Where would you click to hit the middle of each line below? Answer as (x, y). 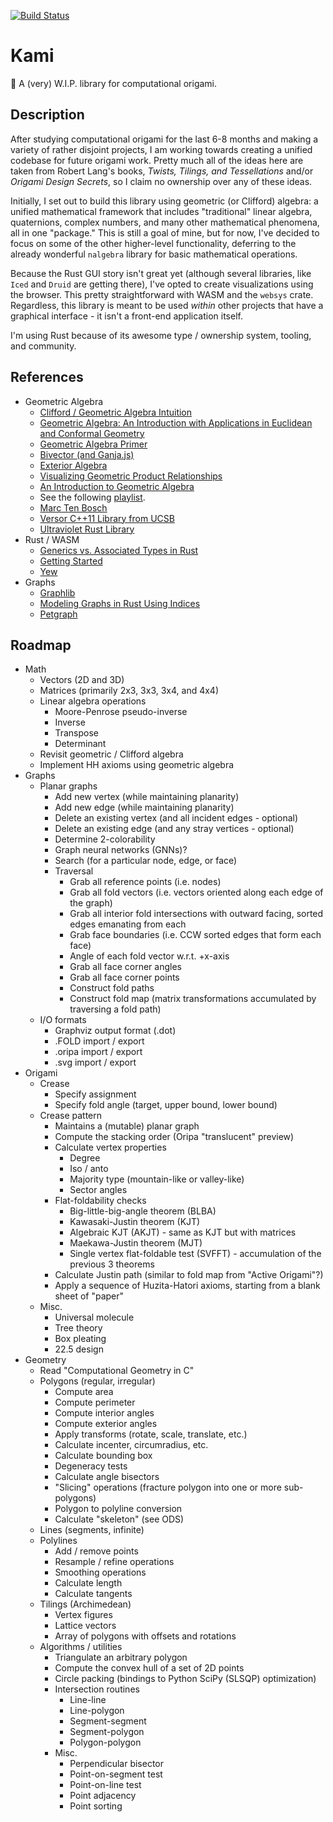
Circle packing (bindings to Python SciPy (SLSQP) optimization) (185, 1679)
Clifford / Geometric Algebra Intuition (116, 412)
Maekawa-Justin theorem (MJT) (136, 1243)
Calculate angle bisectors (107, 1477)
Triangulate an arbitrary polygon (121, 1657)
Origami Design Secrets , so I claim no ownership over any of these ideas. (161, 181)
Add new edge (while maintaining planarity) (144, 807)
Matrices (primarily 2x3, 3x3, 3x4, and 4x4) (129, 691)
